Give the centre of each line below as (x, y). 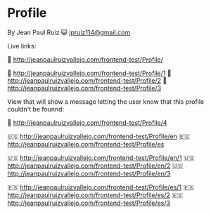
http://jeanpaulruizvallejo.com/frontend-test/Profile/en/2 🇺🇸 (95, 166)
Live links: (22, 46)
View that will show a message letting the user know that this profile (106, 101)
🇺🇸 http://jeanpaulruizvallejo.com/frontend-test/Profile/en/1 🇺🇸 (101, 158)
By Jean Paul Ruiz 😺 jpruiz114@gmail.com (69, 32)
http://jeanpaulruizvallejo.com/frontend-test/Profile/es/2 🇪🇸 (95, 195)
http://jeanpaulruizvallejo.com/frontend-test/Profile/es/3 (89, 203)
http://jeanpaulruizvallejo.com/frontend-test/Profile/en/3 (89, 173)
